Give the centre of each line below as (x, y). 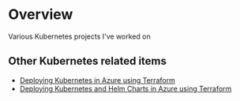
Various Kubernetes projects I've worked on (80, 36)
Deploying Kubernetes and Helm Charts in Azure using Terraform (126, 88)
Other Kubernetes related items (88, 61)
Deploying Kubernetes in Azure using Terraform (97, 80)
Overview (41, 15)
